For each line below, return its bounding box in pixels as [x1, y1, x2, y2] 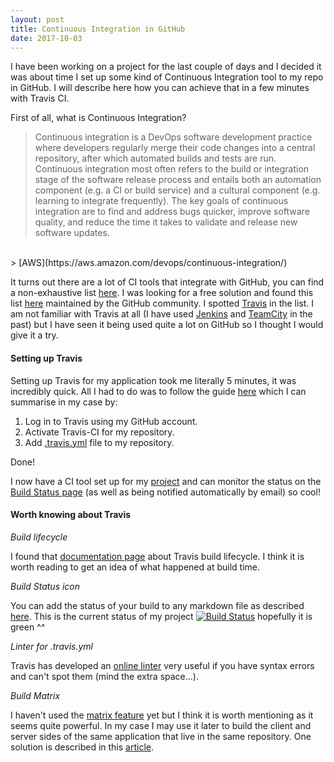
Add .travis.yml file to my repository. [24, 436, 175, 448]
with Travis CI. [10, 92, 70, 105]
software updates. [34, 227, 110, 239]
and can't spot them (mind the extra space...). [10, 670, 199, 682]
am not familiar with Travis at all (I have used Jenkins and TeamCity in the [10, 308, 313, 320]
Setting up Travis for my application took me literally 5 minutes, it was [10, 374, 297, 386]
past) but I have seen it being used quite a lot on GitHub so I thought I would [10, 319, 324, 331]
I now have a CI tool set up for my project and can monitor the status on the [10, 475, 322, 487]
